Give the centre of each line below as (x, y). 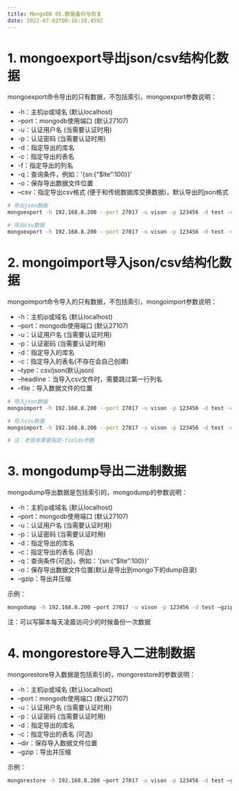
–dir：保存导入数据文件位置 (58, 743)
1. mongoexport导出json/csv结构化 (112, 58)
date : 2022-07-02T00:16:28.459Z (55, 21)
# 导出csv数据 (26, 225)
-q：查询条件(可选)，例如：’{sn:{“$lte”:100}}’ (83, 561)
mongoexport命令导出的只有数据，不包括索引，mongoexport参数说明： (112, 97)
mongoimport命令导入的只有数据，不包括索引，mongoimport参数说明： (112, 301)
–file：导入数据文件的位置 (55, 388)
